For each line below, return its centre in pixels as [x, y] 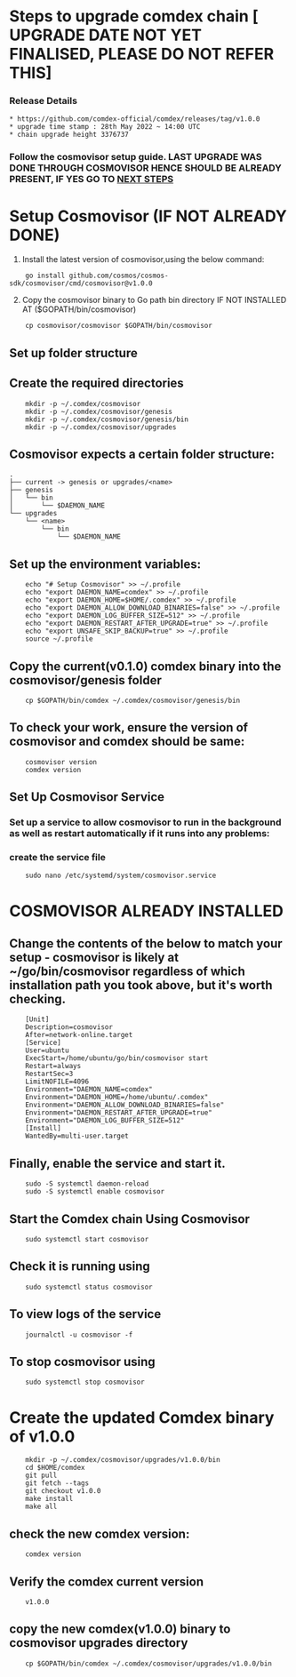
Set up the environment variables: [105, 564]
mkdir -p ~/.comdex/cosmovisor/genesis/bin [107, 419]
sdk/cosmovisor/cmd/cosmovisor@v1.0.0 [81, 283]
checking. [38, 998]
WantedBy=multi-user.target [77, 1136]
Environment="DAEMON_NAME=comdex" [89, 1090]
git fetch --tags [57, 1483]
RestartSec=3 [49, 1074]
